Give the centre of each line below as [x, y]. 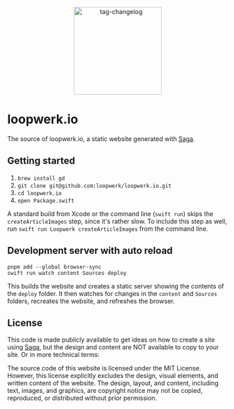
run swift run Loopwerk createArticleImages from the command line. [108, 229]
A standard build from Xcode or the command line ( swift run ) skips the [110, 213]
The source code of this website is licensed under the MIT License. [104, 368]
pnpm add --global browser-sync [54, 267]
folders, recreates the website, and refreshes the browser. [91, 301]
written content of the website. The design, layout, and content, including [113, 383]
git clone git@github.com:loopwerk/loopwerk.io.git [94, 186]
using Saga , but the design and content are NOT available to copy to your [113, 347]
